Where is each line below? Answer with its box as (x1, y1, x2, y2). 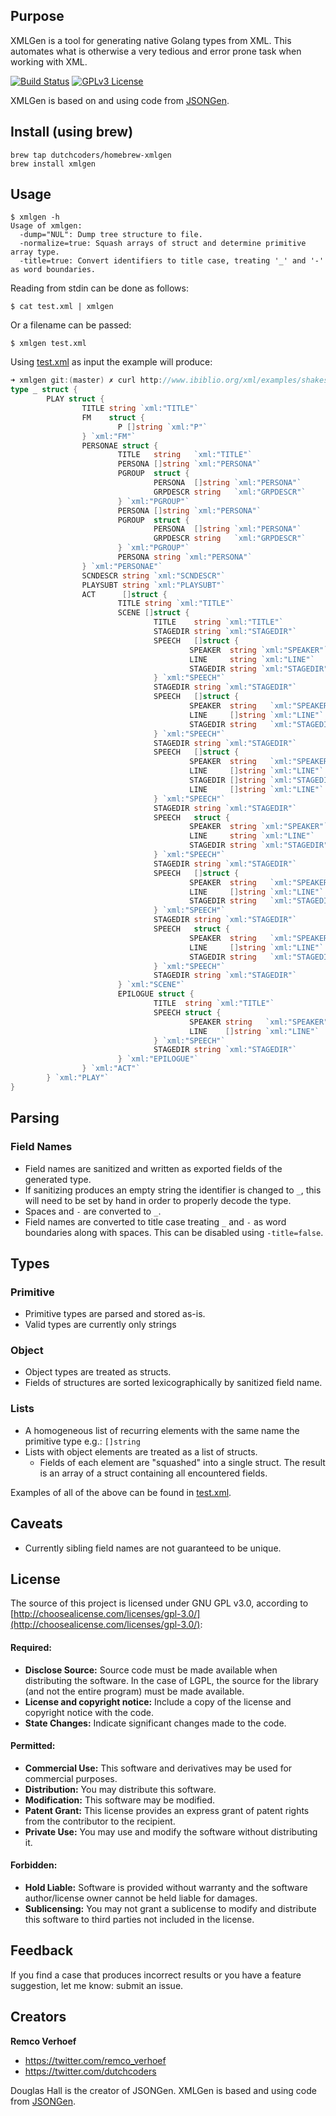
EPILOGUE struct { (117, 989, 195, 999)
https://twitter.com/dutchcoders (24, 2065, 157, 2077)
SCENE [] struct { (117, 608, 190, 618)
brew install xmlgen (10, 159, 97, 169)
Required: (10, 1642, 52, 1653)
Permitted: (10, 1740, 56, 1752)
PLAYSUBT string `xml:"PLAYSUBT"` (81, 580, 226, 590)
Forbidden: (10, 1859, 58, 1871)
